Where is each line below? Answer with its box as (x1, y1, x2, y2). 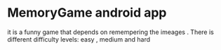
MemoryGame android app (7, 5, 167, 21)
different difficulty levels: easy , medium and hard (7, 35, 151, 43)
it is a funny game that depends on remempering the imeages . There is (7, 28, 214, 36)
